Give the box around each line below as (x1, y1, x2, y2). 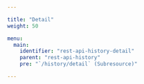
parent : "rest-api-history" (19, 54, 100, 61)
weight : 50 (7, 22, 39, 30)
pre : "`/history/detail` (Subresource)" (19, 61, 138, 67)
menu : (7, 35, 23, 42)
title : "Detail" (7, 16, 54, 23)
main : (13, 41, 30, 48)
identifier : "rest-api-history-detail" (19, 48, 135, 55)
